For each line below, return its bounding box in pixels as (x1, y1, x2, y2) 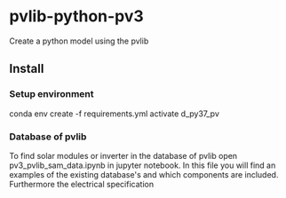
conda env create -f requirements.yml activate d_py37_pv (9, 108, 220, 119)
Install (9, 61, 44, 76)
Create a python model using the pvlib (9, 36, 149, 46)
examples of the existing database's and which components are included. (9, 169, 279, 179)
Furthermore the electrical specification (9, 178, 154, 189)
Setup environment (9, 88, 95, 100)
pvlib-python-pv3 (9, 6, 144, 27)
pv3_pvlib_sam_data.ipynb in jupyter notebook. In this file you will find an (9, 160, 276, 170)
